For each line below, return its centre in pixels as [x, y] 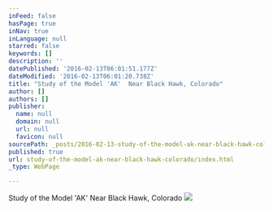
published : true [36, 152]
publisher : [27, 106]
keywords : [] [30, 54]
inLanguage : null [38, 39]
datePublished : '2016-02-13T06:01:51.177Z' [83, 69]
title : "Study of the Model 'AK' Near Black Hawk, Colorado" [116, 84]
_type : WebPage [34, 167]
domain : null [38, 122]
